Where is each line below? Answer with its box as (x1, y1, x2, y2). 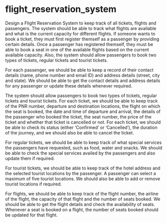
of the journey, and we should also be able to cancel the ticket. (5, 129, 134, 135)
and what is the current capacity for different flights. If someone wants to (5, 30, 156, 36)
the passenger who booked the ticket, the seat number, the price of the (5, 113, 152, 119)
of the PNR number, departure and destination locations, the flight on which (5, 103, 161, 109)
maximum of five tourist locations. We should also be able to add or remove (5, 175, 161, 181)
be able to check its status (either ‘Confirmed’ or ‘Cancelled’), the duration (5, 124, 158, 130)
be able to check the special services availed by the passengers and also (5, 150, 156, 156)
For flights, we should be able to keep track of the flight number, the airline (5, 190, 159, 196)
